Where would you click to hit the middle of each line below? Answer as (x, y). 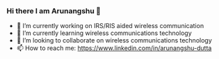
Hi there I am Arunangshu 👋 (54, 11)
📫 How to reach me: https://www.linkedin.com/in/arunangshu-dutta (114, 48)
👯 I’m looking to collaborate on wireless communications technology (114, 40)
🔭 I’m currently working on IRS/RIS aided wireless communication (110, 26)
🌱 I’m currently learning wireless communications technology (104, 33)
